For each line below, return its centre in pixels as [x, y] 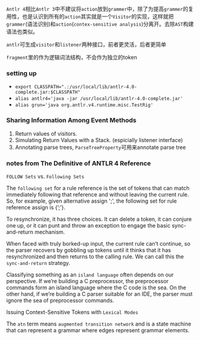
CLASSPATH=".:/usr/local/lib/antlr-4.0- [85, 87]
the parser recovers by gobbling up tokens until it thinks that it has [89, 250]
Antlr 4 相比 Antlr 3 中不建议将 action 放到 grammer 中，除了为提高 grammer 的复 [100, 9]
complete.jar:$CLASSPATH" [47, 93]
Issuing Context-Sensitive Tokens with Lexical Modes [72, 312]
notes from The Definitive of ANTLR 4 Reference [79, 163]
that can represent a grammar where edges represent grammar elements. [98, 330]
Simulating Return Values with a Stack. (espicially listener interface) [99, 140]
